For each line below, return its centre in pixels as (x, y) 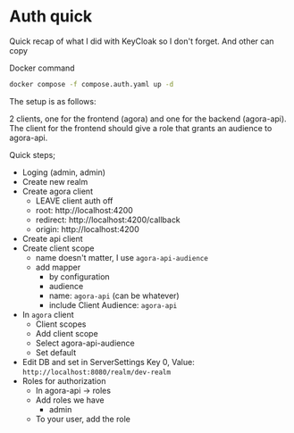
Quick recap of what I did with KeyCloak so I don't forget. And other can (142, 41)
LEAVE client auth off (74, 200)
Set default (56, 352)
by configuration (79, 276)
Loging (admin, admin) (63, 172)
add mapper (58, 267)
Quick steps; (33, 154)
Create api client (52, 238)
